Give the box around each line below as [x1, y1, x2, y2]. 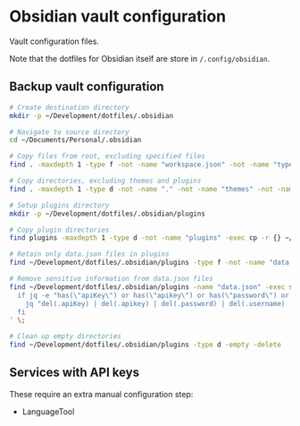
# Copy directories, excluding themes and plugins [9, 176, 202, 185]
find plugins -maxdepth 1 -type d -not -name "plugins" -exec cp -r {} [9, 234, 281, 243]
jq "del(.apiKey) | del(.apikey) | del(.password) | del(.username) [25, 299, 286, 308]
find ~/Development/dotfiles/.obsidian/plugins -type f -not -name [9, 258, 266, 268]
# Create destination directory [9, 103, 129, 112]
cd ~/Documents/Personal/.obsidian [9, 136, 142, 145]
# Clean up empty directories [9, 332, 122, 341]
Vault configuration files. [9, 36, 100, 47]
